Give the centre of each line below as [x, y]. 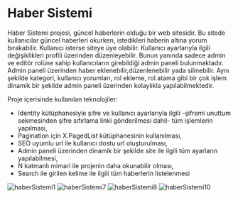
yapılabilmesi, [38, 158]
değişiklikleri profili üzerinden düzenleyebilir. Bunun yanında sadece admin [117, 55]
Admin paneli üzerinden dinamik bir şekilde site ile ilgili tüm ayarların [118, 150]
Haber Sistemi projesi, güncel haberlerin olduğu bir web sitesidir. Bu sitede [117, 33]
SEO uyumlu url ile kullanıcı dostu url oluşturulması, [93, 143]
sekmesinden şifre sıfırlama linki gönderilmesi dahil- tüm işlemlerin [115, 120]
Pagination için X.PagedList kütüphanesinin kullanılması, [100, 136]
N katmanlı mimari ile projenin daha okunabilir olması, [96, 165]
